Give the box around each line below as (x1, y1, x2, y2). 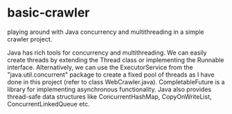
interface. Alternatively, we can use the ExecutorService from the (7, 63, 193, 71)
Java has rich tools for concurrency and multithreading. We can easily (7, 48, 207, 57)
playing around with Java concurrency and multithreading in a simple (7, 28, 204, 36)
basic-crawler (7, 5, 90, 21)
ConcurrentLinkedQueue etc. (7, 99, 90, 108)
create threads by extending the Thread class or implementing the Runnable (7, 55, 224, 64)
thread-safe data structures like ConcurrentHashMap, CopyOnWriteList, (7, 92, 213, 101)
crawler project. (7, 35, 53, 43)
